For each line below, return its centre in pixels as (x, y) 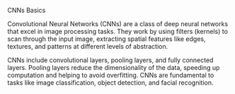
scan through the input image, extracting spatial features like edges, (107, 39)
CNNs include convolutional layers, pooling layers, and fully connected (110, 60)
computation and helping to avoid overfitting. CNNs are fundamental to (111, 75)
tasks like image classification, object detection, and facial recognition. (110, 83)
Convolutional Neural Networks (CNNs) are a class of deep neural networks (118, 24)
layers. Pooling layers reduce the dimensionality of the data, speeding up (114, 67)
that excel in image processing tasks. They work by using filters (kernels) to (118, 31)
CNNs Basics (27, 10)
